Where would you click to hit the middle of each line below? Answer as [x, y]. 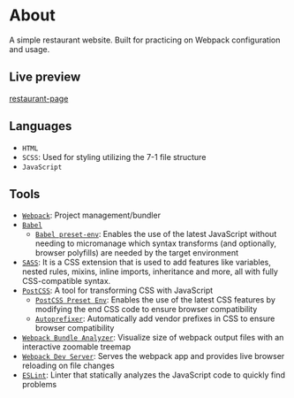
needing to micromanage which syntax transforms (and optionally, [155, 243]
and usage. [30, 49]
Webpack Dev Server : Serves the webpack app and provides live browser [153, 356]
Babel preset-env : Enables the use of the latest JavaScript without [156, 234]
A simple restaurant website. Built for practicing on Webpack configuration [145, 40]
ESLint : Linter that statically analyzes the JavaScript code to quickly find [153, 375]
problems [39, 385]
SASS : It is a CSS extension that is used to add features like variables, [147, 263]
